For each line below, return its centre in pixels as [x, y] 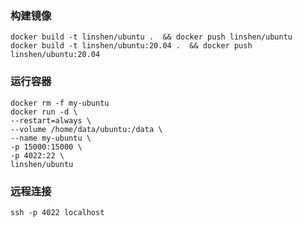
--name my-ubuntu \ [51, 138]
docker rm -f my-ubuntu [60, 103]
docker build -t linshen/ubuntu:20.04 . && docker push [131, 46]
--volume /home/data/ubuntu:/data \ [86, 129]
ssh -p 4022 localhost [57, 212]
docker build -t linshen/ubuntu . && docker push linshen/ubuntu [151, 37]
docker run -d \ [44, 112]
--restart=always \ [51, 120]
